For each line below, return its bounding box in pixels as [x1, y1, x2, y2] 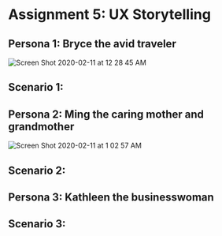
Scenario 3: [8, 217, 66, 230]
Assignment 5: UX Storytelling [8, 6, 211, 24]
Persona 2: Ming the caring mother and [8, 107, 205, 121]
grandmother [8, 120, 75, 133]
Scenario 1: [8, 81, 65, 94]
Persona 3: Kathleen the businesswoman [8, 190, 214, 204]
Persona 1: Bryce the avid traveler [8, 37, 177, 51]
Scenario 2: [8, 163, 66, 177]
